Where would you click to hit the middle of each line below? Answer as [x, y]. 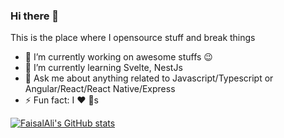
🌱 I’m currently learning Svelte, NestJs [103, 68]
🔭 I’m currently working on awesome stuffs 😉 [118, 57]
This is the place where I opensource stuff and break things [133, 38]
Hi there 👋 [35, 16]
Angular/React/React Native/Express [100, 89]
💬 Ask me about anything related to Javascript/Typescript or [149, 78]
